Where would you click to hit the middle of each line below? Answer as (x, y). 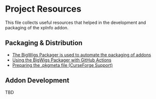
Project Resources (43, 9)
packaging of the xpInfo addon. (37, 27)
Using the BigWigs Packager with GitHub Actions (62, 60)
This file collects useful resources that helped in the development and (76, 22)
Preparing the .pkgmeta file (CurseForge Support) (62, 65)
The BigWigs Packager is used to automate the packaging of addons (81, 55)
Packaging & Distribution (44, 43)
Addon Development (37, 81)
